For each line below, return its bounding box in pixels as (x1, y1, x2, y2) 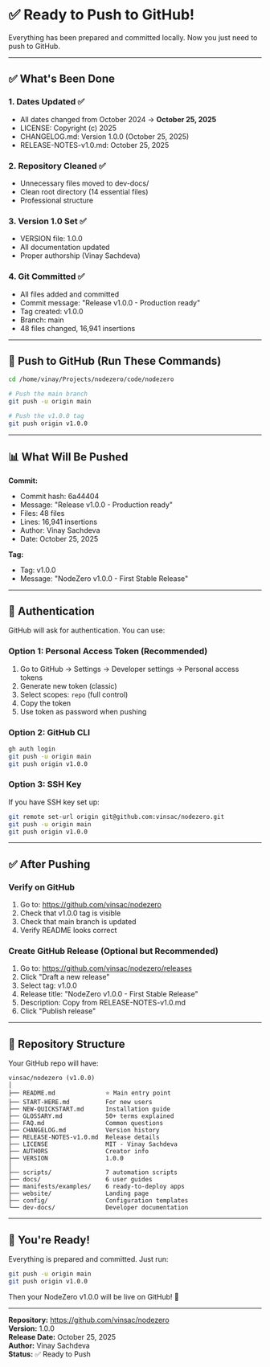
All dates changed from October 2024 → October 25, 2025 (19, 114, 217, 124)
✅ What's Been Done (8, 72, 115, 86)
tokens (19, 673, 43, 682)
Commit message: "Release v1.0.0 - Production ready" (19, 297, 201, 307)
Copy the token (19, 698, 72, 708)
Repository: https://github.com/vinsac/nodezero (8, 1315, 170, 1324)
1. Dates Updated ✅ (8, 96, 85, 108)
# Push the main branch (8, 390, 88, 399)
